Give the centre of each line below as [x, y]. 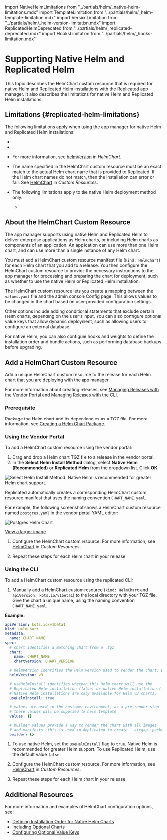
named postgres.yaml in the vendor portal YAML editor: [62, 513]
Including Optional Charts [39, 827]
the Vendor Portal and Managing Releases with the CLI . [62, 395]
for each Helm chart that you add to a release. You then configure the [76, 265]
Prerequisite [20, 408]
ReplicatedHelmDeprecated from [39, 28]
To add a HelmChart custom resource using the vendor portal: [69, 447]
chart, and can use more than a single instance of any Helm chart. [73, 250]
